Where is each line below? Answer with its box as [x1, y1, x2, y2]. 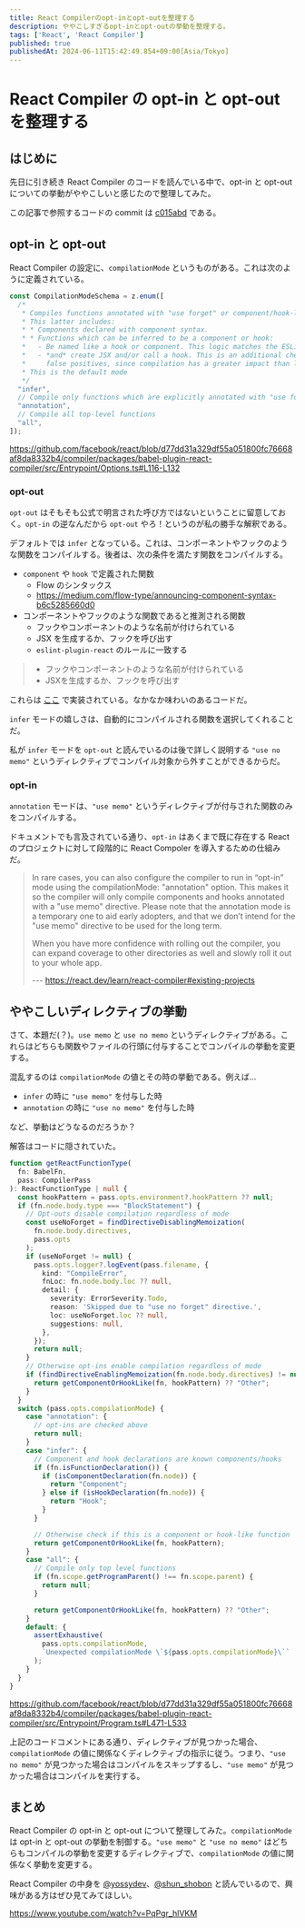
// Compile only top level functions [33, 1564, 177, 1573]
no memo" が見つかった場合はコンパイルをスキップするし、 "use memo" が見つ [9, 1759, 294, 1770]
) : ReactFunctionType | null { [9, 1184, 128, 1193]
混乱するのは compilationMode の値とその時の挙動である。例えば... [9, 1071, 257, 1082]
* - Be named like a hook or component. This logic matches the [21, 343, 279, 352]
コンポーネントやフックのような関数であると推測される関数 [22, 611, 246, 621]
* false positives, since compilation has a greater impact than [21, 359, 290, 368]
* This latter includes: [21, 317, 116, 326]
